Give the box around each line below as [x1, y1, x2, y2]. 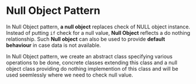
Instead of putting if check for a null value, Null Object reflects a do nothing [6, 29, 191, 36]
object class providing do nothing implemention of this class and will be [6, 65, 178, 72]
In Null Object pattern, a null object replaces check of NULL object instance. [6, 23, 190, 30]
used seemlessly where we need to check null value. [6, 71, 133, 78]
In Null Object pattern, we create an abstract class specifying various [6, 53, 173, 60]
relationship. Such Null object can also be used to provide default [6, 35, 166, 42]
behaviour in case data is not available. [6, 42, 101, 49]
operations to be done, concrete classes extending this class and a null [6, 59, 177, 66]
